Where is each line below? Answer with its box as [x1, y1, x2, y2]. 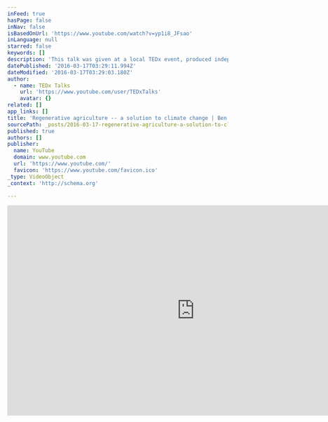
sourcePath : [7, 121, 42, 128]
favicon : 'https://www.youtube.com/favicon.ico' [13, 166, 158, 174]
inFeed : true [7, 10, 46, 18]
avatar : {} [20, 95, 52, 102]
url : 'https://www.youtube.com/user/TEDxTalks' [20, 88, 161, 95]
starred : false [7, 43, 52, 50]
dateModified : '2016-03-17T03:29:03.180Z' [7, 69, 133, 76]
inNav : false [7, 23, 46, 30]
